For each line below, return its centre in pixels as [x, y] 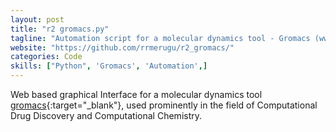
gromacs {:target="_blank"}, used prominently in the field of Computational [164, 105]
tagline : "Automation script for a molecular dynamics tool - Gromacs [160, 38]
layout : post [37, 19]
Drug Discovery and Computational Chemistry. [106, 115]
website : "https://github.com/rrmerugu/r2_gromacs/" [122, 47]
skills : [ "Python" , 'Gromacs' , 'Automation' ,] [109, 66]
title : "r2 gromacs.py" [60, 29]
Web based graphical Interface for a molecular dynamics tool [136, 94]
